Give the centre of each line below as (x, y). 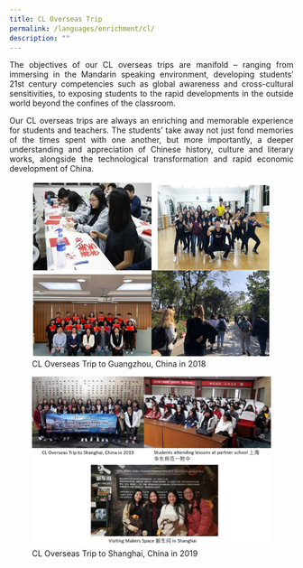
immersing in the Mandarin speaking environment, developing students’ (151, 74)
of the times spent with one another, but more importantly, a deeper (151, 140)
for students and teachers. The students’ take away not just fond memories (151, 130)
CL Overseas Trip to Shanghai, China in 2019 (115, 553)
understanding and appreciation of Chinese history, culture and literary (151, 150)
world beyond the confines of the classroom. (92, 103)
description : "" (40, 38)
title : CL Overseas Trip (56, 19)
